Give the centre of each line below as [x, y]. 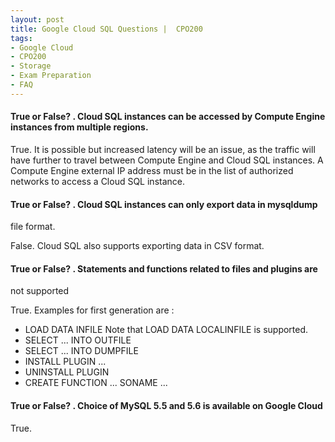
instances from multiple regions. [79, 127]
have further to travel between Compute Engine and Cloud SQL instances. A [167, 160]
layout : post [37, 19]
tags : [21, 38]
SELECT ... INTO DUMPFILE [81, 351]
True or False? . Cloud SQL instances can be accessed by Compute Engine [168, 117]
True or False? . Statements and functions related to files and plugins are [164, 268]
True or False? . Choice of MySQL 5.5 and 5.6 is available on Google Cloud [166, 405]
